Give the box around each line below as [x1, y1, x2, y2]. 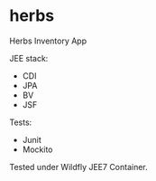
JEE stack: [9, 52, 49, 63]
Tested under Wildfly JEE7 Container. [9, 161, 149, 172]
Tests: [9, 117, 32, 128]
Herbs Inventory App [9, 35, 87, 46]
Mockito [22, 144, 53, 155]
